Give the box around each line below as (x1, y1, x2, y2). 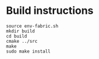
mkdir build (6, 28, 35, 34)
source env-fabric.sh (6, 23, 59, 29)
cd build (6, 33, 27, 39)
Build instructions (6, 4, 94, 17)
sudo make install (6, 48, 51, 54)
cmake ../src (6, 38, 38, 44)
